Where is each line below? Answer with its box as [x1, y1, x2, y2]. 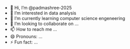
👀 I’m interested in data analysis [10, 10, 77, 16]
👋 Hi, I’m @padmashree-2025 [10, 5, 72, 10]
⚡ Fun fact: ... [10, 39, 38, 45]
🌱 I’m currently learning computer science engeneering [10, 15, 125, 21]
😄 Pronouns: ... [10, 33, 43, 39]
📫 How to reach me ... [10, 26, 57, 32]
